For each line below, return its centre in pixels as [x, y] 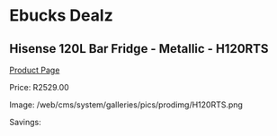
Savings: [26, 122]
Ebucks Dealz [62, 16]
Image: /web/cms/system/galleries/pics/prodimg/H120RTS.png [126, 105]
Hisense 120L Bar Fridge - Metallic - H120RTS [139, 49]
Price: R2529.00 [39, 87]
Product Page [35, 70]
